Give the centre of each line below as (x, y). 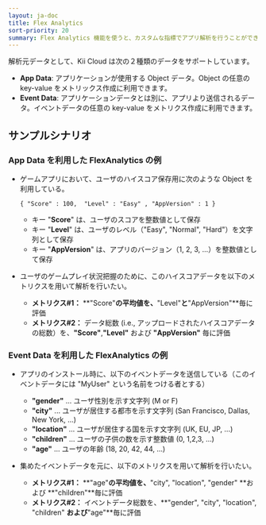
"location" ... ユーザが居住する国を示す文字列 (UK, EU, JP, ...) (132, 429)
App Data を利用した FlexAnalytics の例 (85, 160)
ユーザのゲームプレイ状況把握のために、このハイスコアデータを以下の (134, 276)
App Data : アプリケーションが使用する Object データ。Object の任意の (135, 78)
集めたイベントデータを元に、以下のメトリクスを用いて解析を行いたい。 (138, 466)
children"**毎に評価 (91, 492)
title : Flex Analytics (46, 23)
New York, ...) (54, 420)
